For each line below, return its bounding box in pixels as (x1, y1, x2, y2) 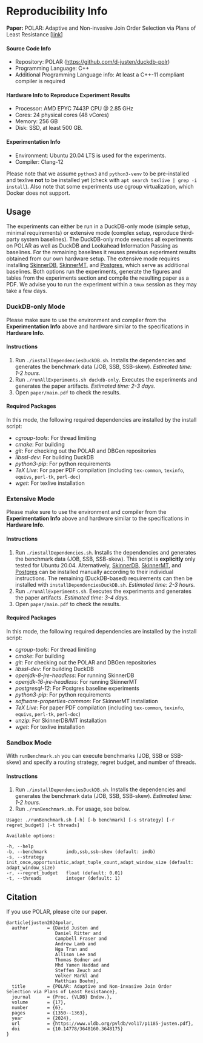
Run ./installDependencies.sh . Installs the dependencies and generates (15, 549, 196, 556)
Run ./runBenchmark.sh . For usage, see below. (15, 805, 130, 812)
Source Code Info (6, 44, 52, 52)
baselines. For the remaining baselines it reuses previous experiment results (6, 249, 196, 256)
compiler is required (15, 78, 65, 85)
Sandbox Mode (6, 738, 52, 747)
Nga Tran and (55, 947, 88, 953)
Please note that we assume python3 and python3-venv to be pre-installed (6, 170, 190, 177)
